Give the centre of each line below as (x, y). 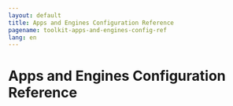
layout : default (35, 15)
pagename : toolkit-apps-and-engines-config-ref (88, 30)
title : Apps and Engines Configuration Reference (91, 23)
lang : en (22, 37)
